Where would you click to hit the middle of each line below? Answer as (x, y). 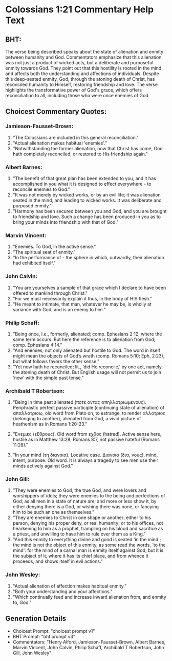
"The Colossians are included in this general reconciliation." (76, 137)
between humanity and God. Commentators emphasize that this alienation (83, 57)
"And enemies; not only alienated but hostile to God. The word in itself (86, 350)
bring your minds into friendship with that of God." (66, 222)
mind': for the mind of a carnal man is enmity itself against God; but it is (88, 550)
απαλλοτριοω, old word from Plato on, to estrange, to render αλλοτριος (89, 413)
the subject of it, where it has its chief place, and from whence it (80, 556)
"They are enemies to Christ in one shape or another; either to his (82, 517)
